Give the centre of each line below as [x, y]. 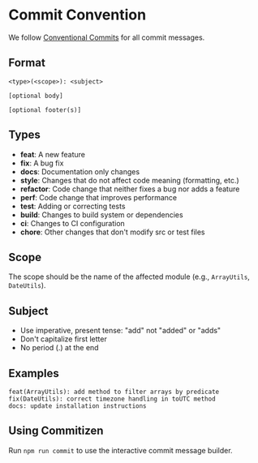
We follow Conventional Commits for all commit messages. [107, 37]
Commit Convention [77, 15]
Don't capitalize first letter [63, 339]
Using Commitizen [56, 431]
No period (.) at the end [59, 348]
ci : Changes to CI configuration [73, 223]
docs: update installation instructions [78, 406]
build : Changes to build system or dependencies [102, 214]
